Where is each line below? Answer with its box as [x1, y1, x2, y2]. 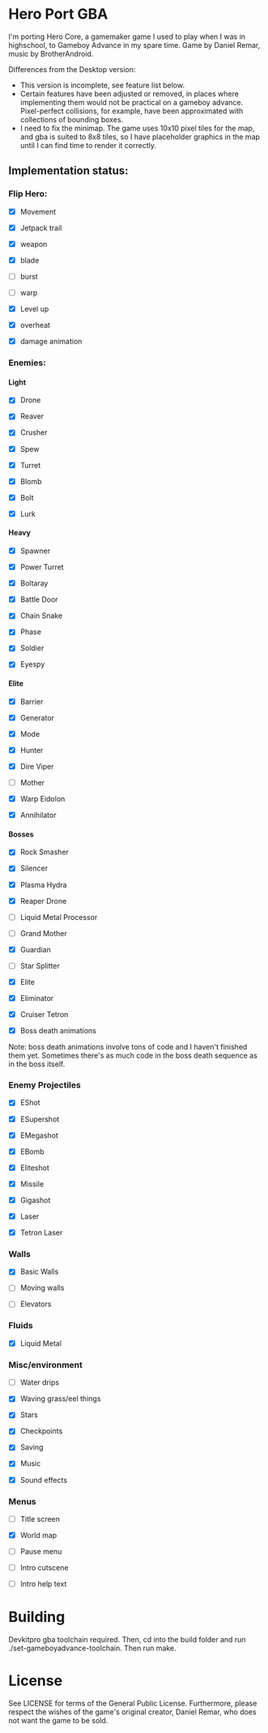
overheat [19, 321, 51, 330]
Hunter [19, 745, 44, 755]
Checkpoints [19, 1426, 63, 1436]
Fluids [8, 1320, 34, 1331]
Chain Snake [19, 611, 63, 620]
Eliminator [19, 993, 54, 1003]
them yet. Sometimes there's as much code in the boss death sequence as [8, 1050, 257, 1061]
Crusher [19, 428, 48, 437]
